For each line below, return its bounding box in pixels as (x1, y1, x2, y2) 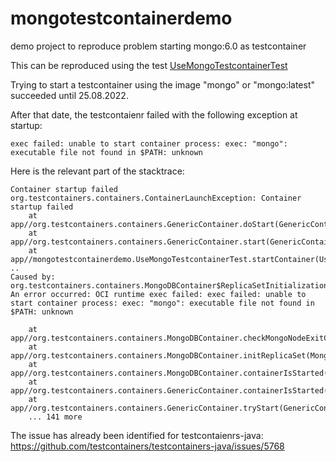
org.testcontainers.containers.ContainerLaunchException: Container (10, 193, 302, 203)
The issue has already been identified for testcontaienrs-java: (10, 429, 264, 441)
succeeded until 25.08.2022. (10, 89, 129, 101)
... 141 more (28, 412, 83, 422)
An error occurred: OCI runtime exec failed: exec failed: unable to (10, 289, 307, 299)
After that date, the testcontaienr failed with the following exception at (10, 108, 298, 121)
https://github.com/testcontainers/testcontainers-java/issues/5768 (10, 440, 285, 452)
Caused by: (10, 272, 56, 282)
